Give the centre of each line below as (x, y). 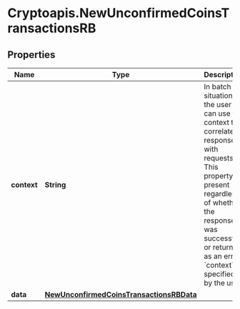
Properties (31, 55)
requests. (219, 158)
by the (214, 283)
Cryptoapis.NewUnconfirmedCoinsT (119, 13)
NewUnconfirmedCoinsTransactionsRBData (121, 294)
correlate (219, 131)
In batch (217, 87)
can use (217, 113)
